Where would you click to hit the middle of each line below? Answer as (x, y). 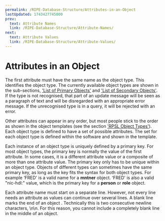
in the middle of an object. (32, 213)
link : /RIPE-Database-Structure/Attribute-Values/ (63, 42)
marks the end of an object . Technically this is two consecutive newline (78, 203)
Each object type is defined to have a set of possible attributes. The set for (81, 131)
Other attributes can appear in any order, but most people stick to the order (82, 121)
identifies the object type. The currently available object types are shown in (82, 85)
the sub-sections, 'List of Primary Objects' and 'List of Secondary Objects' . (81, 90)
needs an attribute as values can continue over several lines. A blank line (79, 197)
